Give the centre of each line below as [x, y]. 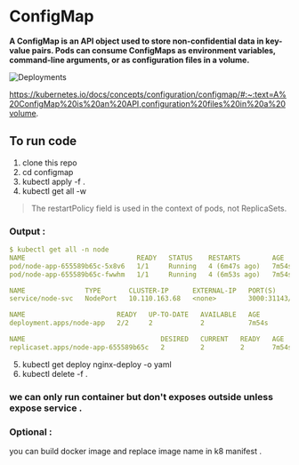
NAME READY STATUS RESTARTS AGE [147, 258]
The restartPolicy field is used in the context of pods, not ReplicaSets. [159, 208]
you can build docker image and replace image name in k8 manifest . [136, 452]
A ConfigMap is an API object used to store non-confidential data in [137, 41]
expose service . [46, 408]
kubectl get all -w [54, 191]
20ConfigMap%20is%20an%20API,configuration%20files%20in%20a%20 [148, 103]
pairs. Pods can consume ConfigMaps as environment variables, [154, 50]
